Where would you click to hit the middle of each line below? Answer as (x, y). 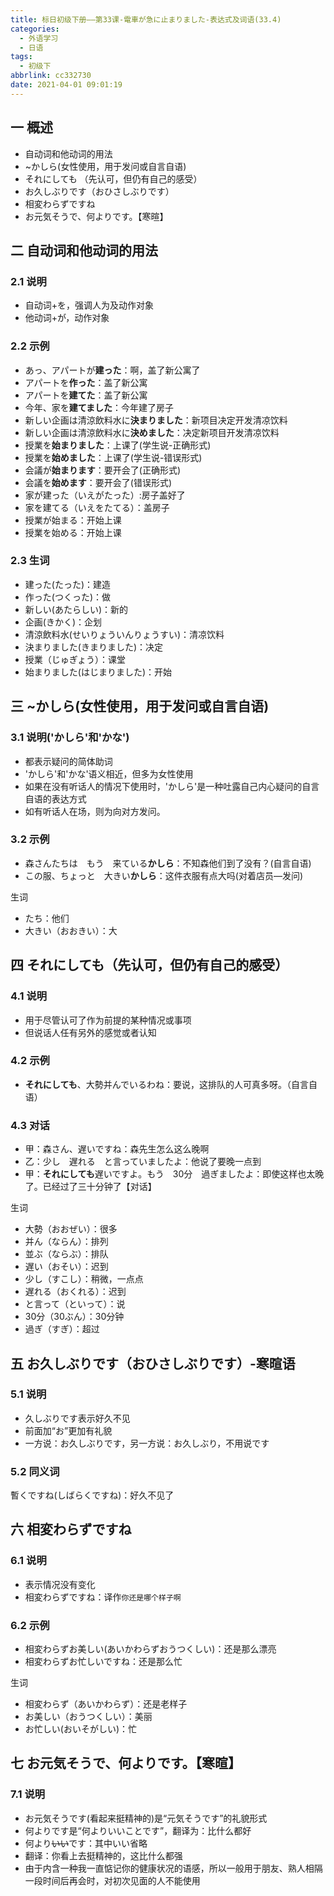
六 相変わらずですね (71, 1529)
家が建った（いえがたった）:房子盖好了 (105, 495)
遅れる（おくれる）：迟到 (75, 1292)
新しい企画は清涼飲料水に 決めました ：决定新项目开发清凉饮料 (152, 432)
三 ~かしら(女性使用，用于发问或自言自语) (140, 706)
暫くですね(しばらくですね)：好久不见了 (92, 1495)
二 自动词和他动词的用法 (84, 250)
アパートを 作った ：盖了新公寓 (86, 382)
